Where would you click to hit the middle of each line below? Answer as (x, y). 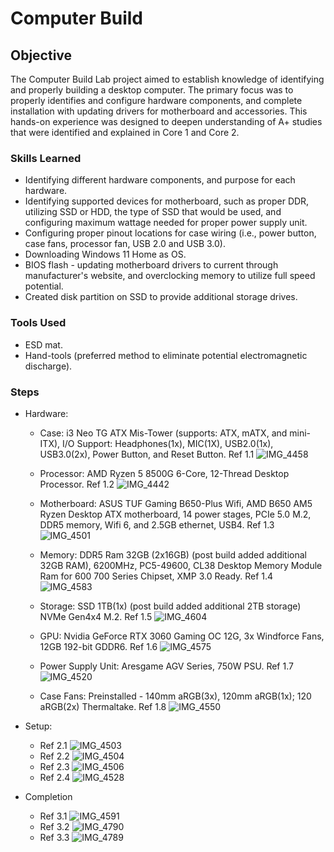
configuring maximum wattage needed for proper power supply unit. (166, 223)
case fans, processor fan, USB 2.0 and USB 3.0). (125, 244)
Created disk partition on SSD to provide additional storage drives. (161, 297)
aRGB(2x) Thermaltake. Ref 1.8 (103, 706)
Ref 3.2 (54, 826)
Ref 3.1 (53, 816)
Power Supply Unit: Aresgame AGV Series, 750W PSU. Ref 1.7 (166, 666)
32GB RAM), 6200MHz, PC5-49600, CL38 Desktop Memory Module (181, 565)
